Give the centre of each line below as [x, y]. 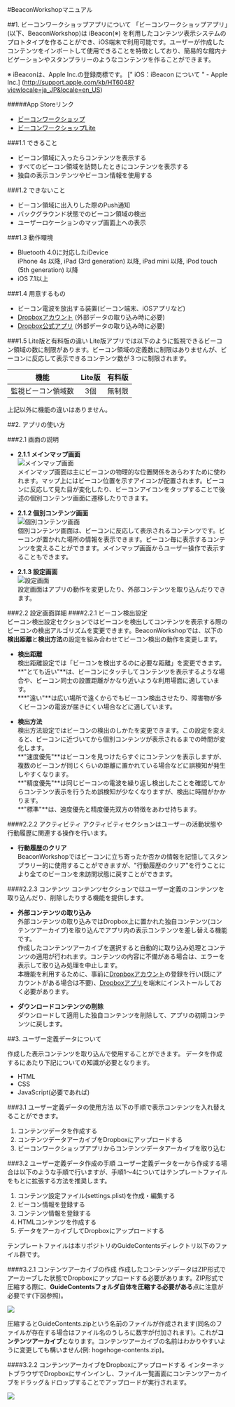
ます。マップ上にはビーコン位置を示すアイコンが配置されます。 [115, 481]
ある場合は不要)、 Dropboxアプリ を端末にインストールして [132, 983]
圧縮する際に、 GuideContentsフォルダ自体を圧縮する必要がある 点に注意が [115, 1287]
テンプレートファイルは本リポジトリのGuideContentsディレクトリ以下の [111, 1245]
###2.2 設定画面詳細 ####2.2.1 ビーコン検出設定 [78, 613]
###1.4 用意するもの [37, 293]
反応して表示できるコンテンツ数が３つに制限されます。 [111, 358]
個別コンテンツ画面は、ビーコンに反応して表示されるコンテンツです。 [118, 530]
